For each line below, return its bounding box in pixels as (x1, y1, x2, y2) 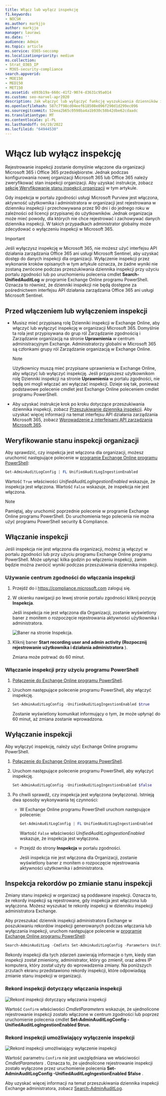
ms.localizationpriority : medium (5, 53, 74, 58)
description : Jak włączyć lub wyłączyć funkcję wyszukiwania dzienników (5, 99, 158, 104)
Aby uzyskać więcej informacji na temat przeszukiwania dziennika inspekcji (5, 1080, 159, 1086)
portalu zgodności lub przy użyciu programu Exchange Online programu (5, 551, 152, 557)
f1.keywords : (5, 12, 32, 17)
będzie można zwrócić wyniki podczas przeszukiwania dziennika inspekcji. (5, 561, 159, 568)
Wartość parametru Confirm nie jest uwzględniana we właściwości (5, 1055, 140, 1060)
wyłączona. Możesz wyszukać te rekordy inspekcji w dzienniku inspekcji (5, 903, 153, 909)
